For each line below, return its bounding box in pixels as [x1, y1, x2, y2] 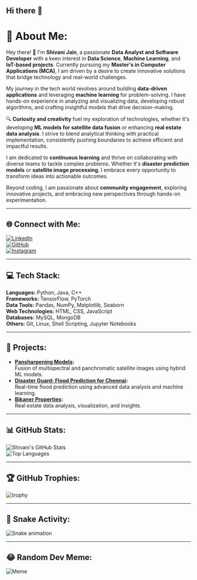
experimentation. [6, 197, 47, 204]
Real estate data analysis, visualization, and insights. [14, 402, 142, 409]
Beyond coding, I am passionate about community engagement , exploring [6, 184, 187, 191]
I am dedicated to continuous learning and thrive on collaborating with [6, 154, 178, 161]
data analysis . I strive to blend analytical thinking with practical [6, 130, 159, 137]
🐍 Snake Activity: [6, 514, 70, 524]
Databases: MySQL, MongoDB [6, 313, 81, 321]
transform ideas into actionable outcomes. [6, 173, 108, 180]
